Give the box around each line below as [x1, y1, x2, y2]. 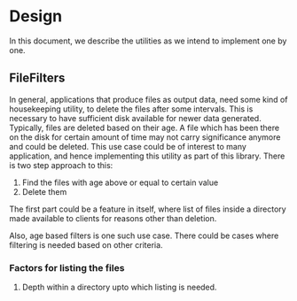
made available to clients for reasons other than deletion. [9, 212, 217, 223]
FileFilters [9, 71, 66, 86]
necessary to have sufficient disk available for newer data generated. [9, 112, 262, 123]
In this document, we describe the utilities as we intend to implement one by [9, 35, 287, 46]
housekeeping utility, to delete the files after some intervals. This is [9, 104, 254, 114]
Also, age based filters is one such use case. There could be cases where [9, 230, 279, 241]
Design [9, 6, 63, 27]
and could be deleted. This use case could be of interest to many [9, 141, 246, 151]
